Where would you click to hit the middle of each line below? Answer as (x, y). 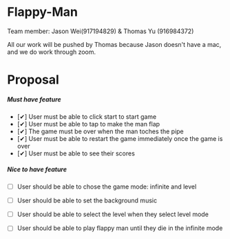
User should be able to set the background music (87, 200)
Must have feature (34, 99)
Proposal (33, 80)
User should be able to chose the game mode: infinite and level (107, 187)
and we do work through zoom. (52, 52)
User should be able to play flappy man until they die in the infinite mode (120, 228)
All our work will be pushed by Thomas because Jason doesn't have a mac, (114, 44)
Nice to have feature (37, 169)
